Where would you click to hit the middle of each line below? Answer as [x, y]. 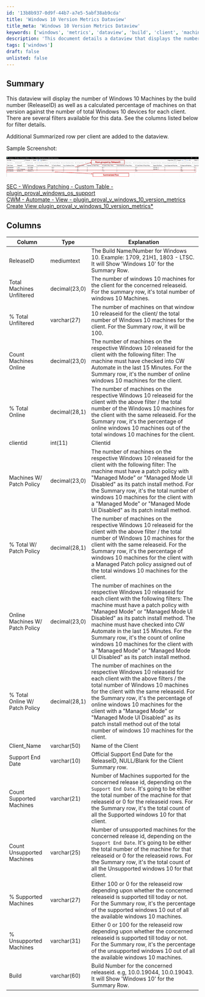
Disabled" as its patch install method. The [143, 618]
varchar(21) [66, 798]
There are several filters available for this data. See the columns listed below [102, 118]
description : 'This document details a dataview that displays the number [103, 39]
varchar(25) [66, 852]
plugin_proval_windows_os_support [51, 193]
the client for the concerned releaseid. [139, 285]
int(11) [59, 443]
